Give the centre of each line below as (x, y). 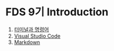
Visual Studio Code (37, 36)
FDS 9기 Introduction (57, 12)
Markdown (27, 42)
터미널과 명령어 (31, 29)
